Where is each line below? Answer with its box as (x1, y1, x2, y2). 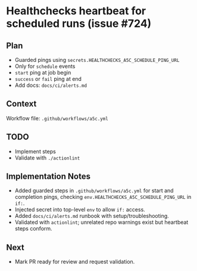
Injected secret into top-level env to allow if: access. (14, 206, 146, 213)
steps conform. (14, 225, 52, 232)
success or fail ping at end (14, 76, 82, 82)
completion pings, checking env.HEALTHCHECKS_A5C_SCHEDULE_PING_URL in (14, 194, 192, 201)
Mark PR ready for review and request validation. (14, 258, 135, 266)
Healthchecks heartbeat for (6, 4, 146, 18)
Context (6, 99, 37, 109)
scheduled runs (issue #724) (6, 17, 152, 30)
